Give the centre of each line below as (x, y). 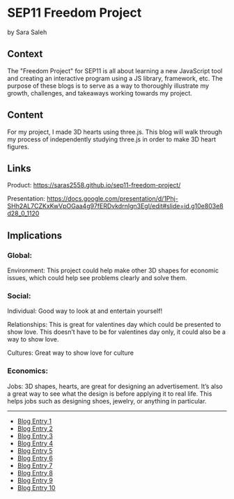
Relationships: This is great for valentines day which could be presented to (114, 325)
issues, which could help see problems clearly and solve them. (97, 278)
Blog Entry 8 (35, 473)
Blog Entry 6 (35, 458)
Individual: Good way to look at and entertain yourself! (85, 311)
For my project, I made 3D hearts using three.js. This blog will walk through (115, 132)
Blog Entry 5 (35, 450)
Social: (19, 295)
